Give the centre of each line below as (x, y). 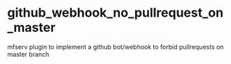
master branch (28, 54)
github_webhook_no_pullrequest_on (115, 13)
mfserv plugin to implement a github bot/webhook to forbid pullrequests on (115, 47)
